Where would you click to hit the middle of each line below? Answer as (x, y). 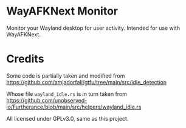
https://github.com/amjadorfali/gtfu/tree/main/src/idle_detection (87, 82)
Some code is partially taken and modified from (66, 76)
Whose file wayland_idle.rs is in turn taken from (67, 94)
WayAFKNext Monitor (62, 11)
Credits (25, 59)
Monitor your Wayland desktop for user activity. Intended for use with (93, 28)
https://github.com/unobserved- (47, 100)
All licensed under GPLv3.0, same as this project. (67, 118)
